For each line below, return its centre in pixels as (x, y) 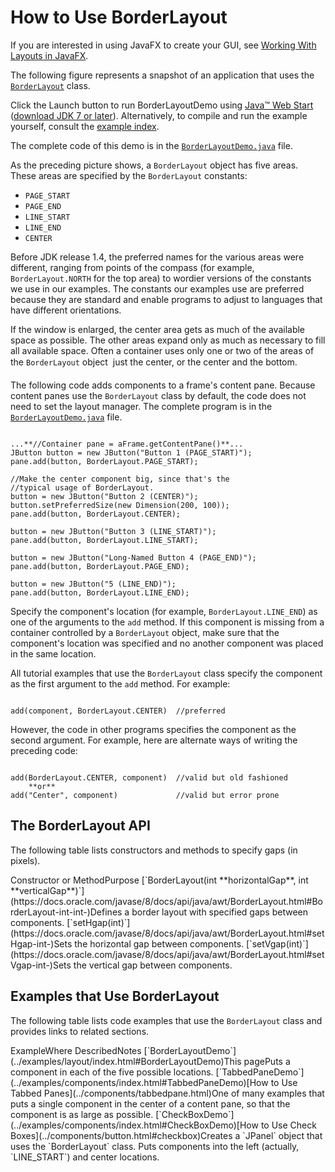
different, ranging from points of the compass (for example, (132, 267)
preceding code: (44, 750)
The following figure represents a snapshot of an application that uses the (162, 75)
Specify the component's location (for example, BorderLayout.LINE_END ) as (164, 611)
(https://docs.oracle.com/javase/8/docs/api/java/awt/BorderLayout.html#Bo (167, 901)
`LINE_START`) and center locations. (85, 1157)
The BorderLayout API (80, 826)
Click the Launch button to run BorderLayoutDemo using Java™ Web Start (162, 105)
